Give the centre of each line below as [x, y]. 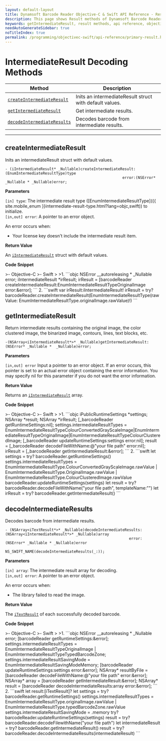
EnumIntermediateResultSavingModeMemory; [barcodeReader [69, 665]
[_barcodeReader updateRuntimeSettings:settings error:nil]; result [90, 441]
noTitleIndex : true [25, 33]
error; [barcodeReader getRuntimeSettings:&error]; [57, 639]
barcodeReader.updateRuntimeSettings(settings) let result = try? [71, 483]
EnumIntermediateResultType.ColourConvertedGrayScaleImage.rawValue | [81, 467]
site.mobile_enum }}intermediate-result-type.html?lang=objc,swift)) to [76, 206]
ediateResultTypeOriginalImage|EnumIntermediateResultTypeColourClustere [83, 435]
